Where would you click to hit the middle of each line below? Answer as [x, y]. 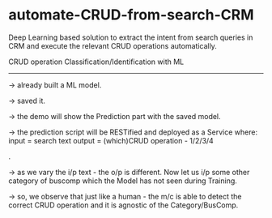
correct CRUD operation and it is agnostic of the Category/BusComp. [123, 205]
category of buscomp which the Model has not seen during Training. [123, 181]
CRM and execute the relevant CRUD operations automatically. [113, 45]
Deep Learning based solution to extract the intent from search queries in [131, 37]
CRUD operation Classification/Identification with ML [96, 62]
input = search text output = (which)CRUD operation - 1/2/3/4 [111, 140]
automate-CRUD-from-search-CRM [131, 15]
